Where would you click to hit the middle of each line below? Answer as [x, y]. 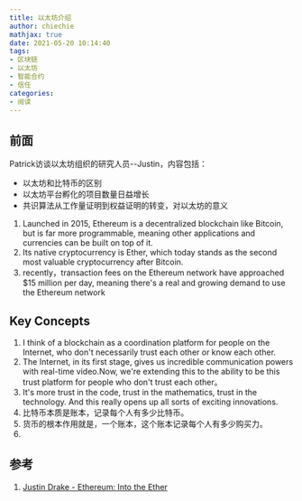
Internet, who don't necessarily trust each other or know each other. [149, 352]
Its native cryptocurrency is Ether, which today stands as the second [150, 253]
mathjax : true [36, 34]
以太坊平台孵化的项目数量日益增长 [86, 194]
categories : [32, 93]
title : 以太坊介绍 [41, 18]
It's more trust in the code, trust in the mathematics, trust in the [140, 392]
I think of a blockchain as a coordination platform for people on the [146, 343]
